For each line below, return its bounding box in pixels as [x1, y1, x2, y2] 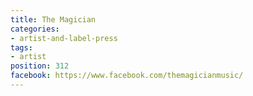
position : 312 [10, 61, 70, 71]
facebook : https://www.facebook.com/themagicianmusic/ [10, 71, 244, 81]
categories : [10, 24, 60, 34]
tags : [10, 42, 33, 53]
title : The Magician [10, 14, 97, 25]
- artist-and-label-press [10, 33, 118, 43]
